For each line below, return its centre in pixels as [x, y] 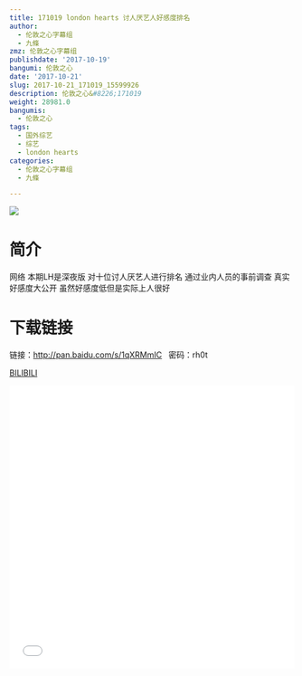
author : [24, 26]
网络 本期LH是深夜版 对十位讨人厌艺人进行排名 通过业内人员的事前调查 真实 [150, 277]
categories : [32, 161]
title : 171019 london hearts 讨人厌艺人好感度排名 [100, 18]
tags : [19, 128]
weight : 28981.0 [40, 102]
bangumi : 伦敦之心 [42, 69]
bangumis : [28, 110]
